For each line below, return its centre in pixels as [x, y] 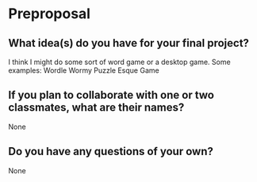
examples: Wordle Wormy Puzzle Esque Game [84, 70]
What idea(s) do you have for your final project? [129, 43]
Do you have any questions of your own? [111, 152]
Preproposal [50, 14]
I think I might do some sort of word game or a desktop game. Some [120, 62]
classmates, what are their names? [96, 108]
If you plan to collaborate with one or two [111, 95]
